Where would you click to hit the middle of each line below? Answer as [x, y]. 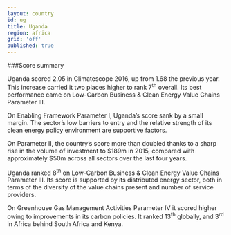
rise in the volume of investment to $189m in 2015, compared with [101, 151]
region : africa [29, 33]
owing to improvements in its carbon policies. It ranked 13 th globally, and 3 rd [115, 216]
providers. [22, 195]
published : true [30, 46]
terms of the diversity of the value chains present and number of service [111, 187]
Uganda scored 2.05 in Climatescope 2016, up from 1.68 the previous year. [113, 79]
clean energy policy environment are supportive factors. [87, 130]
